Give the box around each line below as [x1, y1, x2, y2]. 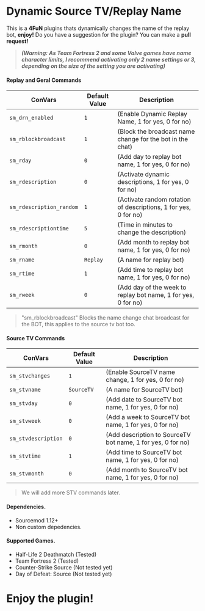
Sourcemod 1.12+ [15, 516, 59, 524]
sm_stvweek [9, 417, 41, 425]
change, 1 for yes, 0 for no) [106, 376, 184, 384]
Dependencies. [6, 503, 46, 510]
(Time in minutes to [117, 221, 173, 229]
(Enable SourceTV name [106, 368, 176, 376]
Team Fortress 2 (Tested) [15, 557, 79, 565]
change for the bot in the [117, 135, 188, 144]
